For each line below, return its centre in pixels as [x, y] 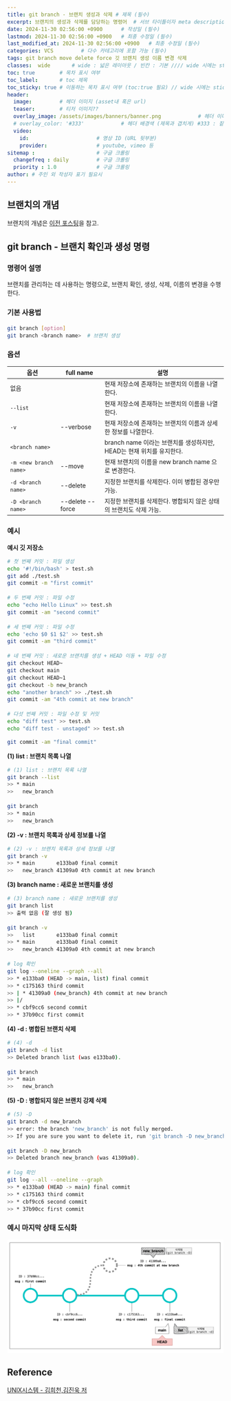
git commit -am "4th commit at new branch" [70, 700]
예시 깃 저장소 [25, 547]
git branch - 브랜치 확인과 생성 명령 [78, 247]
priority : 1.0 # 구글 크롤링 [71, 168]
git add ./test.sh [33, 576]
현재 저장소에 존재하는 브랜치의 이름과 [155, 423]
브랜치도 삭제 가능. [136, 510]
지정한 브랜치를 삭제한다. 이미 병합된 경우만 [162, 481]
